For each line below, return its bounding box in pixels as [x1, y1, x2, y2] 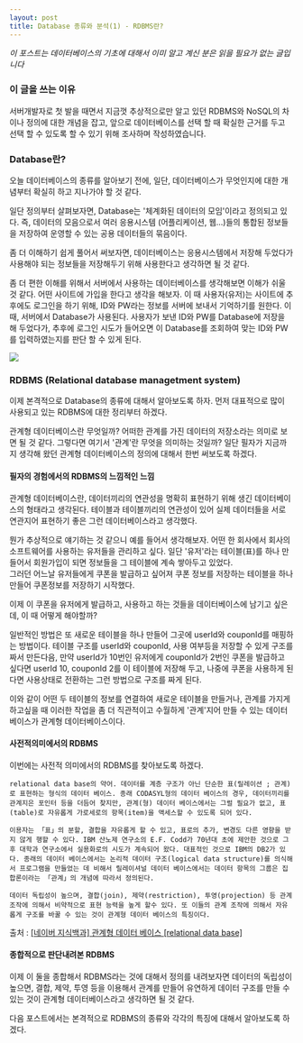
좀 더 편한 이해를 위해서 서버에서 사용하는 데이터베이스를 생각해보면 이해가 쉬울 [9, 278, 287, 288]
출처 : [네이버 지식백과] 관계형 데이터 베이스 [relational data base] [9, 927, 243, 938]
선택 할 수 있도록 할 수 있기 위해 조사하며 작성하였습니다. [9, 128, 207, 139]
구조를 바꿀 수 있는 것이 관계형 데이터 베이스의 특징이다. [25, 910, 211, 919]
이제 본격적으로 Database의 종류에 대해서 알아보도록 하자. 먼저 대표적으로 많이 [9, 396, 286, 407]
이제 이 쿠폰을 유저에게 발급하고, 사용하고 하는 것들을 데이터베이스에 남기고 [9, 599, 272, 609]
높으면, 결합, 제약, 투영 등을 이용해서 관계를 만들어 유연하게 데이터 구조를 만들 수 [9, 983, 290, 993]
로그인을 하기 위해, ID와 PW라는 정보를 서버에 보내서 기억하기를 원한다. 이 [32, 300, 292, 311]
